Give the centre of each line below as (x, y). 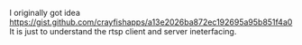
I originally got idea (45, 13)
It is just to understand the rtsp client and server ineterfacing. (123, 31)
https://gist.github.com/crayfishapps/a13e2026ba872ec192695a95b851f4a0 (151, 22)
